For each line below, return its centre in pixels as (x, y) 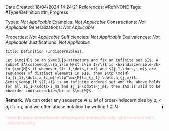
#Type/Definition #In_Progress (37, 12)
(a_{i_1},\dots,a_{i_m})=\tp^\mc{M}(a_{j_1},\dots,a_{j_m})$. (72, 78)
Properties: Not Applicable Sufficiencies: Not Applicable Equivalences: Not (82, 37)
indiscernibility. (21, 123)
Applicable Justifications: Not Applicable (48, 42)
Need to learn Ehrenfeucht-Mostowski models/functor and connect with (80, 117)
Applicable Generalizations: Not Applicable (50, 27)
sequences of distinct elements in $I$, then (54, 73)
